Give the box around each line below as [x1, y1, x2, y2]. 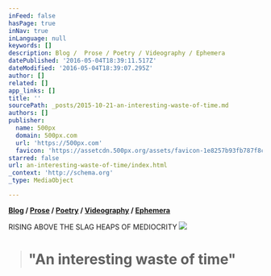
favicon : [15, 146, 45, 154]
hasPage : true [8, 19, 56, 27]
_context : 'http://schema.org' [8, 169, 114, 177]
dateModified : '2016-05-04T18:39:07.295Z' [8, 64, 153, 72]
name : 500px [15, 124, 56, 132]
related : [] [8, 79, 48, 87]
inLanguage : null [8, 34, 67, 43]
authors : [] [8, 109, 48, 117]
